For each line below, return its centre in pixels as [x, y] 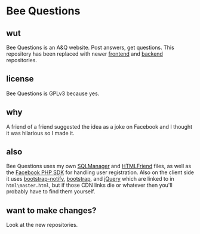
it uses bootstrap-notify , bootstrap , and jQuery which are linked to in [90, 179]
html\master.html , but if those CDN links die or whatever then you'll [90, 185]
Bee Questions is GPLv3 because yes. [53, 93]
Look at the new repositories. [42, 225]
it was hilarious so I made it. [40, 133]
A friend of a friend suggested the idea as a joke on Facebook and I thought [99, 126]
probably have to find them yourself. [51, 192]
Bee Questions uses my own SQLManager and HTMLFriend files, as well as [99, 166]
